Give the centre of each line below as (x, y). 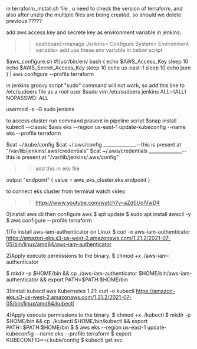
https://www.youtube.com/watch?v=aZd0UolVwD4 (98, 203)
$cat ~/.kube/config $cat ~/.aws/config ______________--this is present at (94, 144)
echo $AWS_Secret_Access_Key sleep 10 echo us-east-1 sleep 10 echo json (98, 68)
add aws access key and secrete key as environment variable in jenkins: (94, 32)
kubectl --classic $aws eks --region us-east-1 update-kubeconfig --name (96, 127)
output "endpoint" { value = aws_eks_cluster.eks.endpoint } (78, 180)
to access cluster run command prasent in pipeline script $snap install (91, 121)
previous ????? (24, 21)
